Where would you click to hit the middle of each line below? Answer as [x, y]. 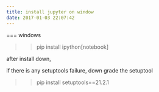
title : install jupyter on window [50, 12]
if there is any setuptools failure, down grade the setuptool [80, 70]
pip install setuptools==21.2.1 [73, 82]
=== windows [24, 35]
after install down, [29, 58]
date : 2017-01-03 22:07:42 [41, 18]
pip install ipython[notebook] [72, 47]
